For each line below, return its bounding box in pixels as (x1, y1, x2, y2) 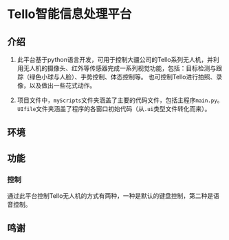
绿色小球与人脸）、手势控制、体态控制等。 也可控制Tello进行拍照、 (29, 73, 217, 81)
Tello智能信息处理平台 (7, 6, 132, 22)
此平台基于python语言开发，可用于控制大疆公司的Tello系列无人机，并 (17, 56, 213, 63)
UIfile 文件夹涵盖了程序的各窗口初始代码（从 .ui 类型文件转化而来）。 (17, 105, 211, 112)
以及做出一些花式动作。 (29, 81, 96, 90)
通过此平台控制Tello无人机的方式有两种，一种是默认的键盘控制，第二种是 (7, 192, 214, 200)
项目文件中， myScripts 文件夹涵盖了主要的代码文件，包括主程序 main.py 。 (17, 96, 223, 104)
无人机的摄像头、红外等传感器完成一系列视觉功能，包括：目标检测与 (23, 64, 217, 72)
